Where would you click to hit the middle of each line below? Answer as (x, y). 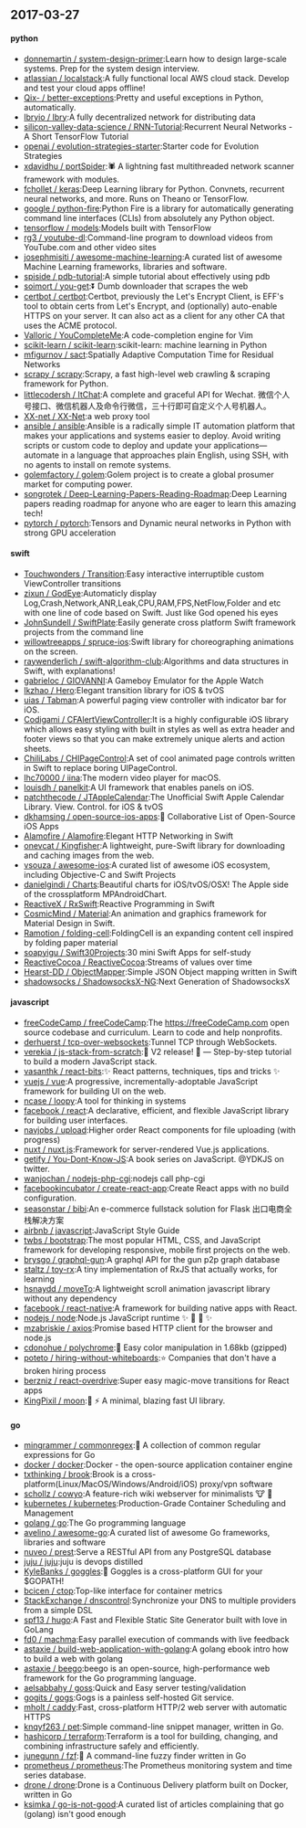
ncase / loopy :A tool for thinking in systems (105, 1101)
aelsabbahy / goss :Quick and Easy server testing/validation (135, 1688)
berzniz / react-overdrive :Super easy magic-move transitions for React (156, 1380)
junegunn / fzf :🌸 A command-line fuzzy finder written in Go (135, 1756)
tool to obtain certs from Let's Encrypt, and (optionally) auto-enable (150, 306)
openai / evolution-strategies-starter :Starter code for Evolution (141, 146)
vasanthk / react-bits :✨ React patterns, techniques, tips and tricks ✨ (152, 1071)
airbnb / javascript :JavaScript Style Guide (102, 1231)
